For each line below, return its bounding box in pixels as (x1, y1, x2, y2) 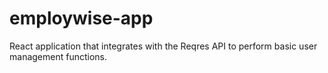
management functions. (9, 50, 108, 62)
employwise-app (9, 7, 154, 30)
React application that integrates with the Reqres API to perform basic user (9, 40, 318, 52)
